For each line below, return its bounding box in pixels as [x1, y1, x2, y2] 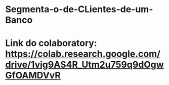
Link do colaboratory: [5, 37, 97, 49]
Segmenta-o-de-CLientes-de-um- [5, 4, 153, 15]
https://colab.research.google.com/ [5, 48, 161, 60]
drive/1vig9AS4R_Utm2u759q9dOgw [5, 59, 164, 70]
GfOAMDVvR [5, 70, 61, 81]
